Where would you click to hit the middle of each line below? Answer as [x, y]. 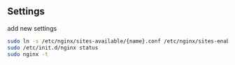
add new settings [32, 28]
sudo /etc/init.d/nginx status [53, 48]
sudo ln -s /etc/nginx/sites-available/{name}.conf [84, 41]
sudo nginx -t [28, 54]
